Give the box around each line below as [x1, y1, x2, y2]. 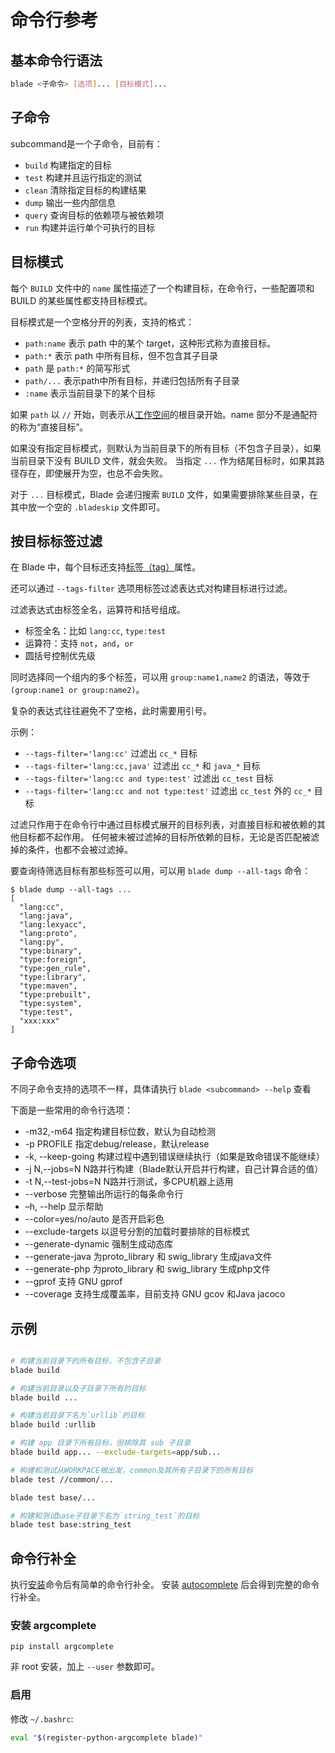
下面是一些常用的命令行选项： [10, 1104, 133, 1116]
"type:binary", [19, 946, 83, 956]
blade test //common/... [10, 1474, 114, 1485]
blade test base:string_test [10, 1520, 132, 1530]
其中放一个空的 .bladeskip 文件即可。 [10, 501, 166, 513]
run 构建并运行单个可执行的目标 [24, 221, 156, 233]
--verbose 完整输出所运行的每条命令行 [24, 1188, 184, 1200]
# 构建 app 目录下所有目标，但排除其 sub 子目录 [10, 1438, 192, 1448]
